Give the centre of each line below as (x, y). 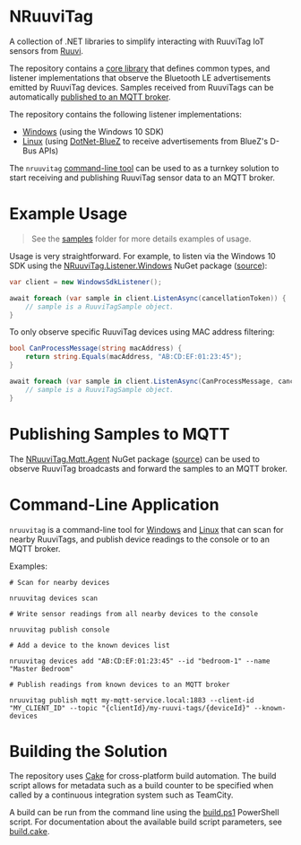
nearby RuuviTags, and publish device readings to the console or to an (140, 539)
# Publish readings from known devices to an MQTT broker (120, 684)
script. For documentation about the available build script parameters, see (146, 822)
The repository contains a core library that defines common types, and (140, 68)
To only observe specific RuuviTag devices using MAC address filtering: (142, 332)
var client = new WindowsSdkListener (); (86, 282)
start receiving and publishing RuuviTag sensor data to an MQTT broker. (142, 178)
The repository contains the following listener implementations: (125, 114)
